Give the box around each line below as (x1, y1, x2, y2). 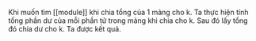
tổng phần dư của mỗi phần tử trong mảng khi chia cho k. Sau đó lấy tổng (8, 16, 248, 25)
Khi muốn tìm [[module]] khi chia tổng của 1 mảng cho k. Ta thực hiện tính (8, 8, 249, 17)
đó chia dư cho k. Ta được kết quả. (8, 24, 121, 33)
